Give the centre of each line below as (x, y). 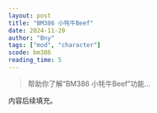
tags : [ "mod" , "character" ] (55, 45)
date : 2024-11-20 (37, 30)
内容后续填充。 (33, 100)
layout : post (30, 16)
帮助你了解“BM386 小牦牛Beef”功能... (89, 84)
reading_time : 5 (35, 60)
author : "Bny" (32, 38)
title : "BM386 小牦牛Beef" (51, 23)
